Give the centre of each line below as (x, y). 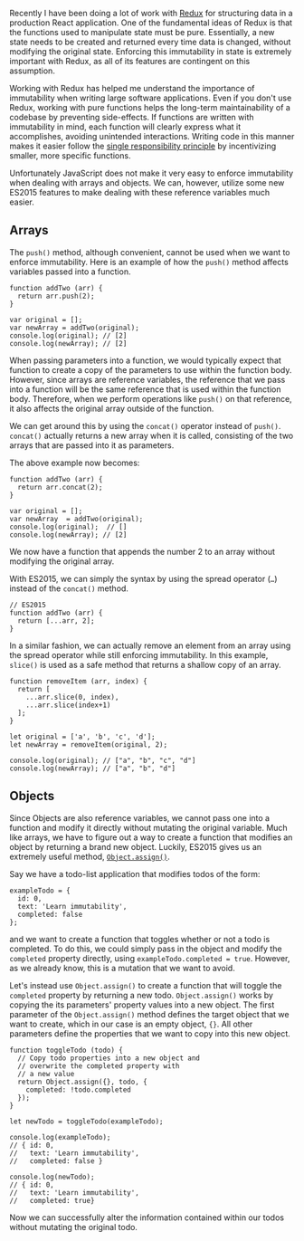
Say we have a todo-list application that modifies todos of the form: (135, 873)
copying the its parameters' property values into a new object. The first (142, 1005)
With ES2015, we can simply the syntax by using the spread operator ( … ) (143, 578)
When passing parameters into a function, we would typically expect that (146, 360)
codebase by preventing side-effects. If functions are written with (132, 117)
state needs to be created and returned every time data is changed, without (150, 42)
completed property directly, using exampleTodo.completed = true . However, (150, 958)
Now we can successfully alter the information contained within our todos (147, 1217)
